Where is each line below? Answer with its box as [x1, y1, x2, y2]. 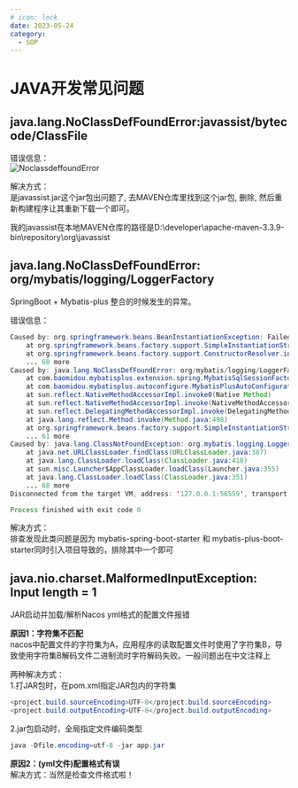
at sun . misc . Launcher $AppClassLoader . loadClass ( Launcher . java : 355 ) [26, 464, 279, 474]
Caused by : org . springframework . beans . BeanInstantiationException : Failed [10, 333, 292, 342]
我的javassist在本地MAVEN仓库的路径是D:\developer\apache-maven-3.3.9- [10, 222, 285, 233]
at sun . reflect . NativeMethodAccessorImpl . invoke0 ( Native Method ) [26, 391, 272, 400]
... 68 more [26, 480, 70, 490]
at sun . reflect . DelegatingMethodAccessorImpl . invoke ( [26, 407, 228, 416]
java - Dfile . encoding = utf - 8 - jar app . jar [10, 741, 165, 750]
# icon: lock [10, 12, 58, 22]
